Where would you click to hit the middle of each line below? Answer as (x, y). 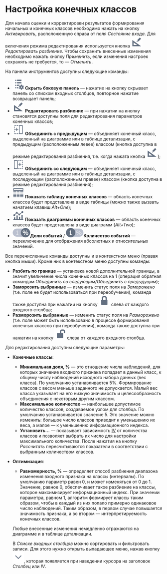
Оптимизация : (28, 461)
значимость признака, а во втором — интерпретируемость (83, 514)
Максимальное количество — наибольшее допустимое (80, 404)
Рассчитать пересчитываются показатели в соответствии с (84, 446)
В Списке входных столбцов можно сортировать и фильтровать (81, 544)
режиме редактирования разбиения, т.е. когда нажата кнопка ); (86, 156)
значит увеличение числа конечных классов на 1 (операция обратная (87, 276)
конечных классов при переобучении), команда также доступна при (86, 325)
